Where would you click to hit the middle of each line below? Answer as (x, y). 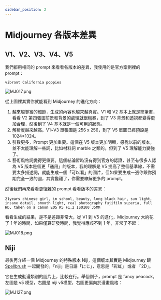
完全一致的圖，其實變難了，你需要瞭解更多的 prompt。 (71, 178)
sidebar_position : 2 (26, 9)
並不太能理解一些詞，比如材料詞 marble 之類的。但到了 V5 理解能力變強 (83, 148)
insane (12, 203)
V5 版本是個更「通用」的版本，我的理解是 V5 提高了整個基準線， (82, 166)
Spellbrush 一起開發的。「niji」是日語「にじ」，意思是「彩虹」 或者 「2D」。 (79, 266)
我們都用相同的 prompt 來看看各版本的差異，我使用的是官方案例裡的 (73, 67)
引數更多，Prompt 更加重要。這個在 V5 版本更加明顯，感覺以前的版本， (83, 142)
